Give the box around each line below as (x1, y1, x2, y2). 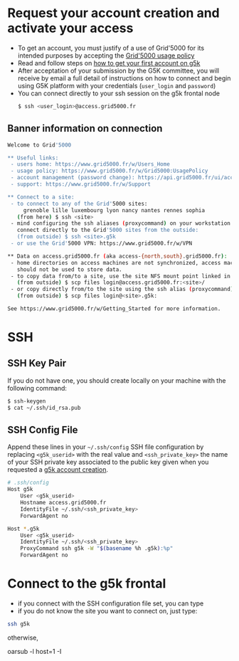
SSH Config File (7, 424, 78, 436)
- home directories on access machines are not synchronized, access (10, 259, 221, 266)
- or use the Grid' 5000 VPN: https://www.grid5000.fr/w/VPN (10, 240, 193, 247)
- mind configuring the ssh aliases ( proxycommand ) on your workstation (10, 220, 231, 227)
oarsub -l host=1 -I (7, 647, 62, 655)
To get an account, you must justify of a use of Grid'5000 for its (17, 43, 205, 52)
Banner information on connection (7, 122, 163, 134)
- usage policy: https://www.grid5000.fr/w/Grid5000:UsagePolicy (10, 167, 208, 175)
